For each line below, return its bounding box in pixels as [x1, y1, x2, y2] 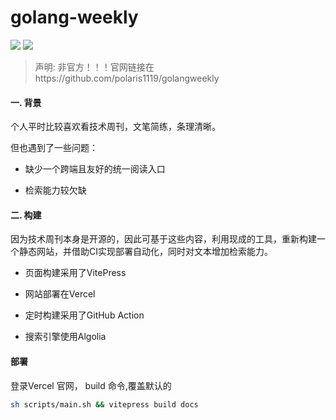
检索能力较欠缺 [24, 184, 87, 196]
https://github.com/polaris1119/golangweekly [34, 72, 220, 84]
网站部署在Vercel [24, 288, 96, 300]
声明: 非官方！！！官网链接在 [34, 61, 155, 73]
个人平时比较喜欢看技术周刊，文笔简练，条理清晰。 [10, 121, 221, 133]
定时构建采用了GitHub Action [24, 309, 145, 321]
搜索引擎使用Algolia [24, 331, 107, 343]
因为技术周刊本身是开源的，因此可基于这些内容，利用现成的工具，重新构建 [10, 233, 317, 245]
